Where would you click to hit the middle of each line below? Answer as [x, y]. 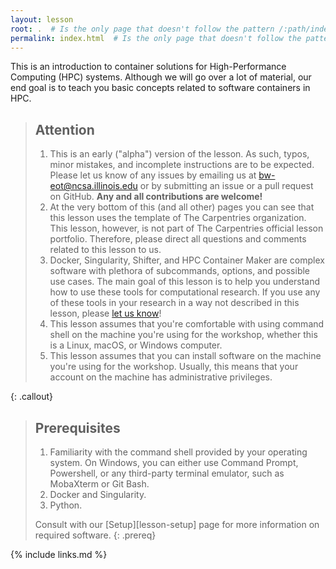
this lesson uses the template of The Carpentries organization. [178, 218]
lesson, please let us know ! [105, 313]
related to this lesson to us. [105, 250]
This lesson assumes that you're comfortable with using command [187, 324]
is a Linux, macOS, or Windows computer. [136, 345]
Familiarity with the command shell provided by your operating [178, 452]
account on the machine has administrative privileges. [161, 377]
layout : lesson [42, 19]
